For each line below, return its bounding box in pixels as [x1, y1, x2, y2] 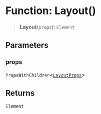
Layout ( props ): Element [19, 23, 75, 30]
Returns [5, 88, 35, 98]
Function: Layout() [5, 4, 96, 18]
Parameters [5, 40, 49, 50]
